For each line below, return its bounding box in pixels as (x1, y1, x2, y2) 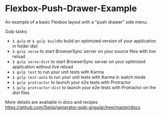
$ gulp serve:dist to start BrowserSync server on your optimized (12, 58, 146, 64)
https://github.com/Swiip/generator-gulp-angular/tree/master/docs (5, 104, 141, 110)
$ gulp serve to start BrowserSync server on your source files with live (12, 48, 156, 54)
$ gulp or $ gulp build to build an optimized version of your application (12, 38, 156, 44)
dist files (12, 90, 30, 96)
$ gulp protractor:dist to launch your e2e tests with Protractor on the (12, 84, 156, 90)
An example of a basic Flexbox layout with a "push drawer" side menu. (5, 19, 148, 25)
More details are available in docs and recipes (5, 99, 98, 105)
